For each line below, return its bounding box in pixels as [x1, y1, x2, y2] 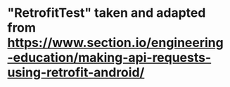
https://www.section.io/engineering [7, 35, 224, 51]
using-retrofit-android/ [7, 65, 145, 81]
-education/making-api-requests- [7, 50, 212, 66]
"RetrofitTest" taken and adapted [7, 5, 206, 21]
